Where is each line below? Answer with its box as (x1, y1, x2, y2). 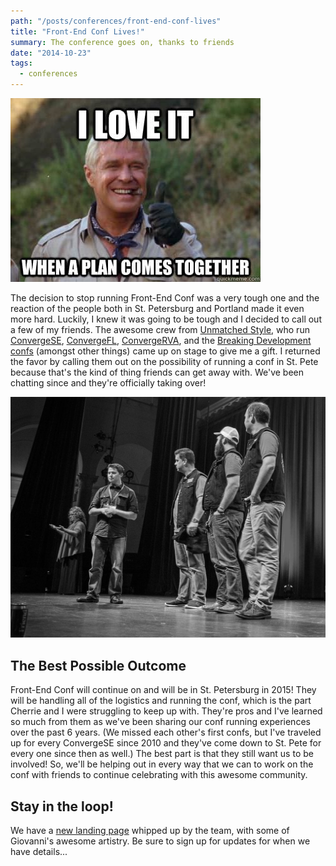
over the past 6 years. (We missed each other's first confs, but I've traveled (10, 726, 322, 739)
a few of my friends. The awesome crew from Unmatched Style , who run (10, 324, 310, 335)
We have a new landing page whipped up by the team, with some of (10, 825, 290, 836)
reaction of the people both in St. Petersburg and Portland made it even (10, 303, 305, 314)
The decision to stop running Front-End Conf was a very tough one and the (10, 292, 320, 304)
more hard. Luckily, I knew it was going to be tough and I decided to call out (10, 313, 322, 325)
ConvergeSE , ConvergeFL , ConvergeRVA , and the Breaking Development (10, 335, 312, 346)
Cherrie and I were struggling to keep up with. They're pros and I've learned (10, 705, 323, 717)
